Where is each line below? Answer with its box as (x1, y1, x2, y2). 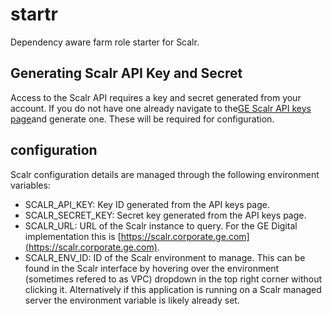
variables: (10, 179, 51, 191)
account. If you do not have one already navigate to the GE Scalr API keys (10, 102, 312, 114)
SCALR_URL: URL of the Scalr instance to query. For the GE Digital (24, 219, 298, 232)
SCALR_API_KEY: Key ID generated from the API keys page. (24, 198, 270, 210)
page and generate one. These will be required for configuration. (10, 113, 275, 125)
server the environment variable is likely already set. (24, 294, 240, 306)
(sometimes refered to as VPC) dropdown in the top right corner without (24, 273, 323, 285)
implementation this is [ (24, 230, 122, 242)
